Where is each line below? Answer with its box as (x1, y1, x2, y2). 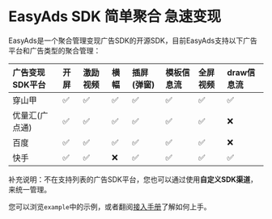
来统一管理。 (8, 184, 51, 194)
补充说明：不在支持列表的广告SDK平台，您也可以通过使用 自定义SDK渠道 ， (8, 175, 257, 184)
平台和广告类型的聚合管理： (8, 45, 101, 55)
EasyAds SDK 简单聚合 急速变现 (8, 7, 222, 26)
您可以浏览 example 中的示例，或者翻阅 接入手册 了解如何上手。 (8, 201, 212, 211)
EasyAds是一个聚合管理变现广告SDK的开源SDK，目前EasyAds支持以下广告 (8, 36, 257, 45)
